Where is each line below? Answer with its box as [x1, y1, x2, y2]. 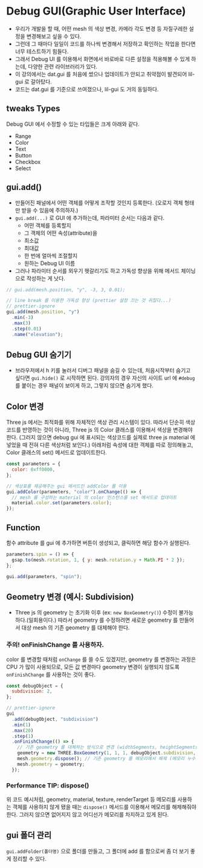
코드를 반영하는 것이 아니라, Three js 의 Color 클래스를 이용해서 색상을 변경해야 [6, 426, 193, 433]
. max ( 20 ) [11, 728, 34, 734]
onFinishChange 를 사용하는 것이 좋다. [6, 671, 95, 678]
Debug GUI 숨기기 [6, 349, 72, 360]
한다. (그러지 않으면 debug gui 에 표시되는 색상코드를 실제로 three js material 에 [6, 434, 195, 441]
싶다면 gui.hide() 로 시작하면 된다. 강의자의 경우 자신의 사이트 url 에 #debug [14, 374, 195, 382]
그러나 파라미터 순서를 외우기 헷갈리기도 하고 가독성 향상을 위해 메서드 [14, 267, 180, 274]
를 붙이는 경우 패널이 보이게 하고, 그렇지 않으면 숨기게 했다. [14, 382, 154, 389]
